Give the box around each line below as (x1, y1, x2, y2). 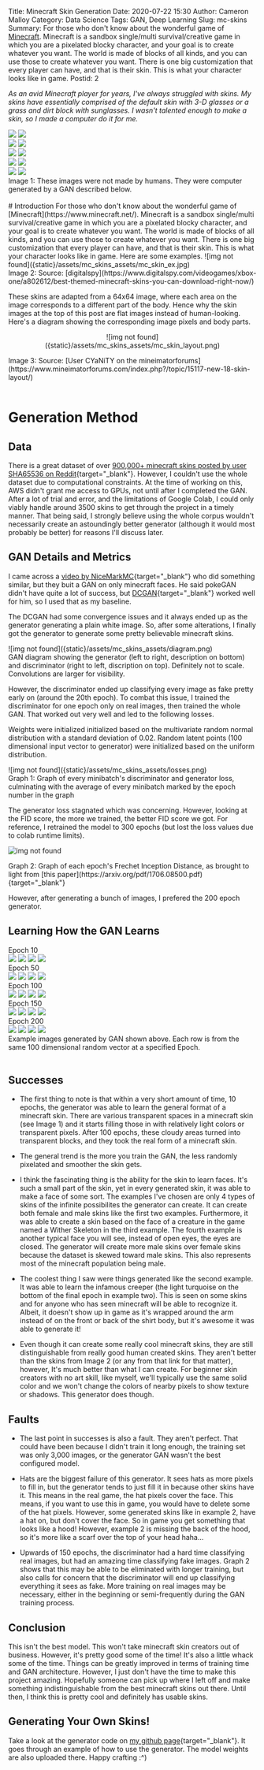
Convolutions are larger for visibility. (8, 669, 125, 679)
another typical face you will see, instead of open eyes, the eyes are (19, 1233, 241, 1244)
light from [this (8, 869, 56, 879)
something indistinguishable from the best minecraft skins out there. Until (8, 1684, 247, 1694)
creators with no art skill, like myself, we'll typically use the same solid (19, 1373, 247, 1382)
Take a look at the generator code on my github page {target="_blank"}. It (8, 1735, 246, 1745)
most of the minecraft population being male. (19, 1259, 166, 1268)
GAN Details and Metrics (8, 551, 132, 564)
